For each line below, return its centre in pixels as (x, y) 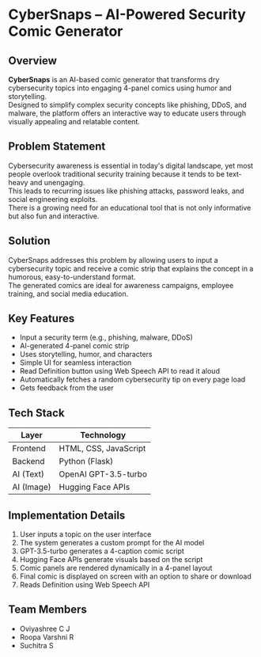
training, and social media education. (68, 294)
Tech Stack (36, 413)
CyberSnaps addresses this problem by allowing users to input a (113, 260)
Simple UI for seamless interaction (76, 363)
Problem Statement (57, 147)
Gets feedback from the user (66, 388)
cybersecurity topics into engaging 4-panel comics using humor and (120, 88)
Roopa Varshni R (47, 637)
